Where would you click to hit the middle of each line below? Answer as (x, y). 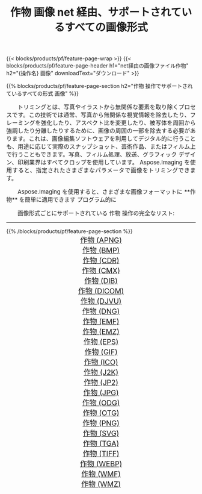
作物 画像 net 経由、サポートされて (96, 12)
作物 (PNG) (101, 424)
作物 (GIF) (101, 352)
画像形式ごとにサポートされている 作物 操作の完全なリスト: (96, 213)
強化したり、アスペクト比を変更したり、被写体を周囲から (118, 123)
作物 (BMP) (101, 251)
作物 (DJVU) (101, 301)
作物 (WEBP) (101, 464)
